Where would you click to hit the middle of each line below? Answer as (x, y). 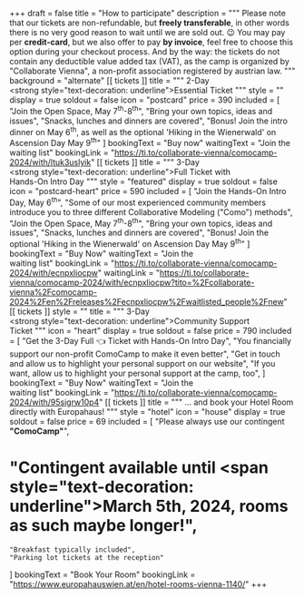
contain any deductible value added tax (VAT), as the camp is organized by (150, 61)
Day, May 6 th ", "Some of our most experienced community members (137, 201)
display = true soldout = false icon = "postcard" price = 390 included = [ (145, 100)
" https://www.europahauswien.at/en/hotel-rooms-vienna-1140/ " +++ (138, 583)
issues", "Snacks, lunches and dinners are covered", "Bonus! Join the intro (149, 121)
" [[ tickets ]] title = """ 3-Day (145, 162)
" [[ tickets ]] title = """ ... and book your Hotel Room (196, 402)
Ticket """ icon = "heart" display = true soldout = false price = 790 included (151, 330)
